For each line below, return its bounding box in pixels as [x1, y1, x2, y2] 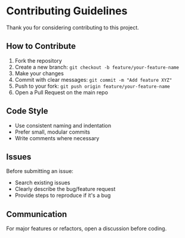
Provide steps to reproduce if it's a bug [14, 192, 111, 199]
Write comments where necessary [14, 134, 100, 141]
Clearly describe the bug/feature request [14, 186, 116, 193]
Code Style [6, 106, 48, 116]
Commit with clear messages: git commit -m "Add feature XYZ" [14, 76, 172, 83]
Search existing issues [14, 179, 70, 186]
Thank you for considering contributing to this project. [6, 24, 139, 31]
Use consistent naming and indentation [14, 122, 112, 129]
